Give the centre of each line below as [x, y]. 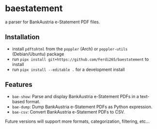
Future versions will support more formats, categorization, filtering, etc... [77, 121]
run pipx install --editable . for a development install [68, 69]
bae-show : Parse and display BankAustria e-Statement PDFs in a [75, 96]
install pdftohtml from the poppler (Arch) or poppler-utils [70, 48]
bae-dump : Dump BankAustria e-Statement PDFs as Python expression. [82, 107]
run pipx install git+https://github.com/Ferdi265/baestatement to [80, 59]
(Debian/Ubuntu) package [38, 54]
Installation [22, 37]
